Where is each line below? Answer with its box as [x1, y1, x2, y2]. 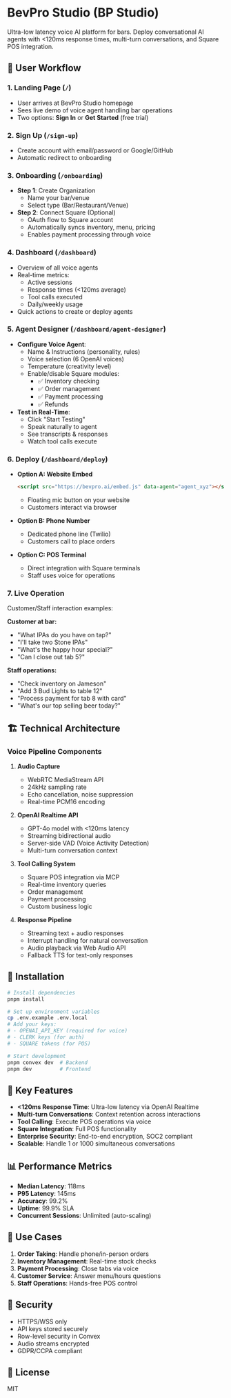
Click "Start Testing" [27, 415, 86, 423]
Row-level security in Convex [17, 1332, 101, 1340]
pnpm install [7, 995, 45, 1003]
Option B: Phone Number [17, 516, 90, 525]
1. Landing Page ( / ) [7, 83, 72, 92]
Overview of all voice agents [17, 263, 99, 272]
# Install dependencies [7, 989, 76, 996]
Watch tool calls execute [27, 437, 98, 446]
